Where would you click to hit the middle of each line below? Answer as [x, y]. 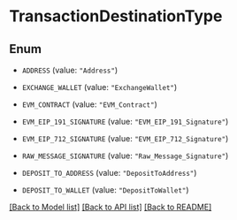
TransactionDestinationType [116, 16]
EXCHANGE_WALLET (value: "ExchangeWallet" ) [99, 87]
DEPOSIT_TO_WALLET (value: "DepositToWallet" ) [105, 190]
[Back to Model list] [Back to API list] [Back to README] [111, 207]
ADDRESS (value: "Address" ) [69, 70]
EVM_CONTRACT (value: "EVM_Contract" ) [89, 104]
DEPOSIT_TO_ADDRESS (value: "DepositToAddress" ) [109, 173]
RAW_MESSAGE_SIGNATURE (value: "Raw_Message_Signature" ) [125, 156]
